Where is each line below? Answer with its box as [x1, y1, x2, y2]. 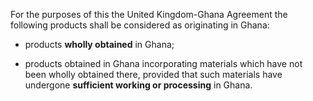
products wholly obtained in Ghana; [24, 39, 175, 50]
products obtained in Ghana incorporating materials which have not [24, 58, 303, 69]
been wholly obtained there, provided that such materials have [24, 69, 283, 80]
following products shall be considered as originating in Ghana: [10, 19, 270, 31]
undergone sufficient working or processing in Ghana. [24, 79, 253, 91]
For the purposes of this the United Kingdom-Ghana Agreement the [10, 9, 288, 20]
